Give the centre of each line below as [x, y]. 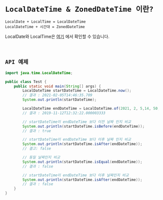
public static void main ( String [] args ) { [57, 86]
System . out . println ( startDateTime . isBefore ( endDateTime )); [84, 126]
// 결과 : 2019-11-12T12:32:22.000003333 [64, 113]
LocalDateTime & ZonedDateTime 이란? [79, 9]
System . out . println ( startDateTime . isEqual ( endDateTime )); [82, 162]
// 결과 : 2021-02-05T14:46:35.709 [57, 95]
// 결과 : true [37, 131]
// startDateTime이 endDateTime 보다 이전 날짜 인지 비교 [77, 122]
